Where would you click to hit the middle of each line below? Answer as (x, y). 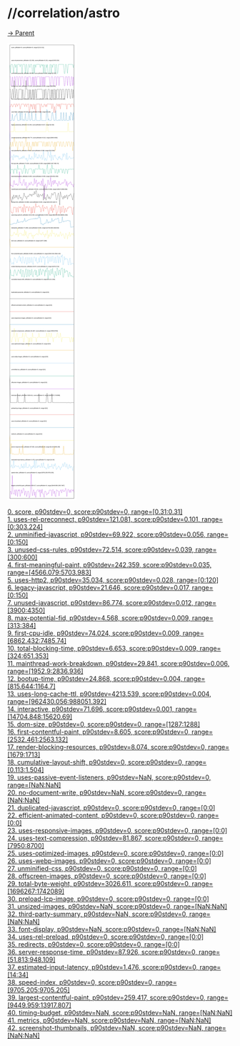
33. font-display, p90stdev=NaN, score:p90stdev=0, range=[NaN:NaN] (112, 929)
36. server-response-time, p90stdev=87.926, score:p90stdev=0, (102, 952)
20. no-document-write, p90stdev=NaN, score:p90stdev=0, (95, 792)
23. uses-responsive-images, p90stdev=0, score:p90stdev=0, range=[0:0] (117, 830)
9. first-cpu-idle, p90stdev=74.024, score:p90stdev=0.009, (94, 633)
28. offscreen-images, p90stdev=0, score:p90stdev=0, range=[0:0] (107, 876)
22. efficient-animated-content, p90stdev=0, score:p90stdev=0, (102, 815)
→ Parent (21, 33)
